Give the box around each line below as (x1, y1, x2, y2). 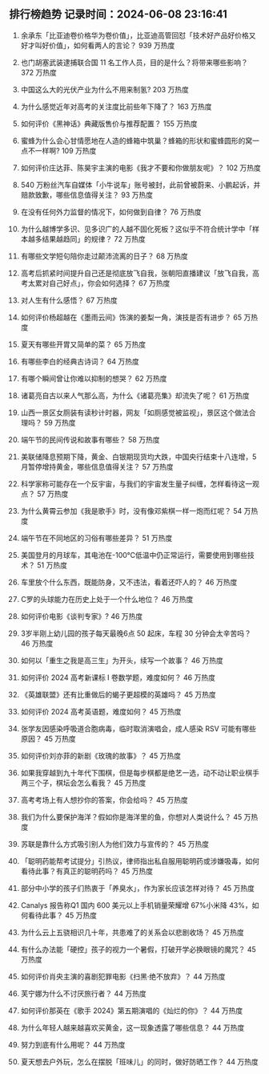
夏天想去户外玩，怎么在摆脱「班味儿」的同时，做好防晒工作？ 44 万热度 (20, 1056, 259, 1066)
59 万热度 (43, 417, 76, 427)
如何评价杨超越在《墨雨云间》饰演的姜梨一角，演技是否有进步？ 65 (20, 312, 243, 322)
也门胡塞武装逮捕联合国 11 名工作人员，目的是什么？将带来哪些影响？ (20, 57, 249, 67)
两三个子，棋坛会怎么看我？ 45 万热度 (20, 778, 147, 787)
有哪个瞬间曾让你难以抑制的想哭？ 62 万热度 (20, 373, 167, 383)
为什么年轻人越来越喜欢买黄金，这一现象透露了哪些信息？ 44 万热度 (20, 1023, 245, 1032)
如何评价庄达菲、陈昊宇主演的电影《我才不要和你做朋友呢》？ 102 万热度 (20, 163, 261, 173)
